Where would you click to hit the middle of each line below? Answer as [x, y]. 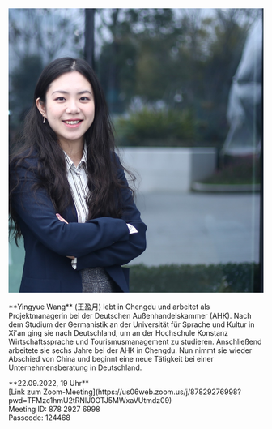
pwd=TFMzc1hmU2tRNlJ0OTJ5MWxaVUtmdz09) [90, 400]
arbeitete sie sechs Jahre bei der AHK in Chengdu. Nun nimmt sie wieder [130, 350]
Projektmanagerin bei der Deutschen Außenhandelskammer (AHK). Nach [130, 315]
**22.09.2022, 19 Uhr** [49, 383]
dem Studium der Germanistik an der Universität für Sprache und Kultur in [132, 324]
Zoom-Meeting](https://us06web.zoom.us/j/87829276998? [142, 392]
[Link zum [25, 392]
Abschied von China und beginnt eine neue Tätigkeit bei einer [111, 358]
